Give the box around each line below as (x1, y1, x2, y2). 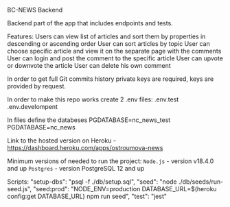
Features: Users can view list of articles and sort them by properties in (7, 32, 206, 40)
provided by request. (7, 82, 67, 90)
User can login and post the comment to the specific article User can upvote (7, 54, 223, 62)
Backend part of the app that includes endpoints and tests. (7, 19, 173, 27)
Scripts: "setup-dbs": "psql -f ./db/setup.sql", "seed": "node (7, 178, 177, 186)
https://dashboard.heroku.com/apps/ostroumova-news (7, 144, 163, 151)
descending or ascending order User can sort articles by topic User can (7, 40, 211, 47)
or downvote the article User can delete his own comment (7, 62, 172, 69)
